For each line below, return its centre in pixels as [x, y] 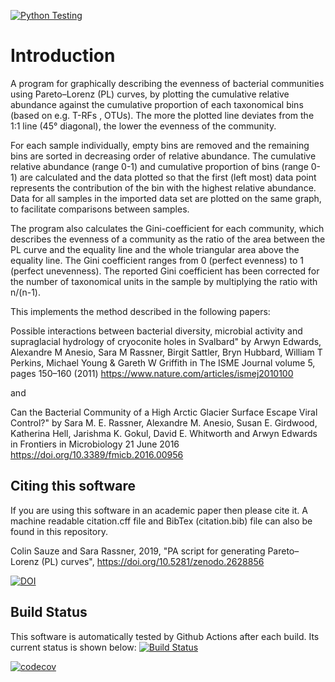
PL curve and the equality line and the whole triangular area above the [155, 249]
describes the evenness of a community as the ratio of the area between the [168, 239]
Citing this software [73, 486]
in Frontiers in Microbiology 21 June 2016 [95, 444]
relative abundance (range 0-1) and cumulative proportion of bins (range [159, 166]
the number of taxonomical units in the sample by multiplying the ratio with [164, 281]
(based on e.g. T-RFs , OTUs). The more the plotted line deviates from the [162, 115]
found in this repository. [59, 531]
